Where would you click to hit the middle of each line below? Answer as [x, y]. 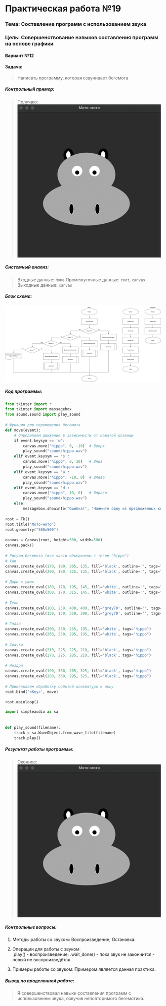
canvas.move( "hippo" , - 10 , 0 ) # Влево [64, 477]
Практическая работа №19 [63, 9]
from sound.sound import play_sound [43, 415]
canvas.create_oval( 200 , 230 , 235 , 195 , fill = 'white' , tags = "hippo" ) [78, 629]
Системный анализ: [27, 267]
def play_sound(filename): [33, 727]
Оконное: [27, 761]
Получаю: [28, 102]
